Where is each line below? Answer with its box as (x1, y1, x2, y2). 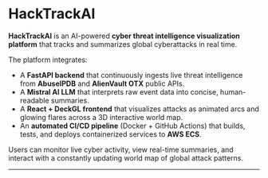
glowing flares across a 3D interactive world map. (19, 112, 183, 122)
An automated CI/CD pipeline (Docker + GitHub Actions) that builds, (19, 121, 246, 130)
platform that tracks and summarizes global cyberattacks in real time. (8, 39, 238, 48)
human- (219, 87, 246, 96)
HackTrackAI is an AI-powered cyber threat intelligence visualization (8, 31, 241, 41)
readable (19, 95, 49, 105)
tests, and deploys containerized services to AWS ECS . (19, 129, 202, 139)
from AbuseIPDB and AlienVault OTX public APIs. (19, 79, 185, 88)
